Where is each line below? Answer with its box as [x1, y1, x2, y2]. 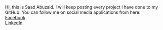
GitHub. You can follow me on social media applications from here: [5, 9, 141, 15]
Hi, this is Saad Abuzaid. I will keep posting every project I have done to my [5, 4, 158, 10]
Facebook [5, 15, 26, 20]
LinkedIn [5, 20, 23, 26]
